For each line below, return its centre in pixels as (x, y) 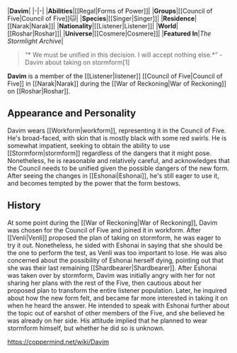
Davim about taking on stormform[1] (77, 62)
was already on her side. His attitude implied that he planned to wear (108, 320)
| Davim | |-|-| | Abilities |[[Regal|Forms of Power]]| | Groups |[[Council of (110, 11)
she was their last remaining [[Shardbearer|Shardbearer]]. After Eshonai (112, 268)
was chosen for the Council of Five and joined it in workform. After (104, 230)
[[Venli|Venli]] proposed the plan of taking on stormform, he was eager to (114, 237)
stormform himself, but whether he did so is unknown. (86, 328)
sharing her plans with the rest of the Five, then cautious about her (104, 283)
